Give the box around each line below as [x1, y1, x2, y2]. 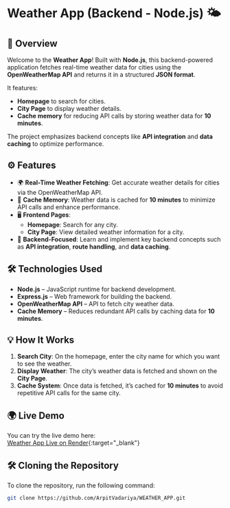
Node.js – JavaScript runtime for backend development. [16, 285, 176, 293]
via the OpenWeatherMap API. [16, 188, 103, 196]
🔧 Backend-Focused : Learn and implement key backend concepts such [16, 235, 221, 243]
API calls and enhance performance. [16, 202, 121, 211]
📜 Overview [7, 37, 58, 49]
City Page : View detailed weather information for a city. [27, 228, 185, 236]
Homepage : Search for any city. [27, 220, 119, 229]
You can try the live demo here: [7, 432, 96, 440]
